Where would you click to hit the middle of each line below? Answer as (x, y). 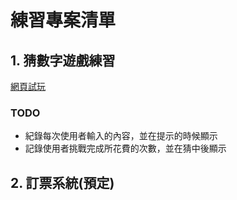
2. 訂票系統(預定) (62, 182)
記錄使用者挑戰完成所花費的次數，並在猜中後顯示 (125, 148)
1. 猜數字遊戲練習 (63, 60)
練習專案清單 (63, 20)
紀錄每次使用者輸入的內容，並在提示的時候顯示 (121, 136)
